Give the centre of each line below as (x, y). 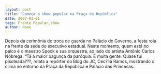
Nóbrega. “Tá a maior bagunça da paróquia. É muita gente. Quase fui (74, 56)
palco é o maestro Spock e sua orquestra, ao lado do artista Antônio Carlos (80, 51)
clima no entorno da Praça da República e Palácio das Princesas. (70, 67)
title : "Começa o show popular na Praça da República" (61, 14)
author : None (18, 27)
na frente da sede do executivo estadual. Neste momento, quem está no (77, 46)
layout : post (18, 9)
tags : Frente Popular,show (32, 23)
